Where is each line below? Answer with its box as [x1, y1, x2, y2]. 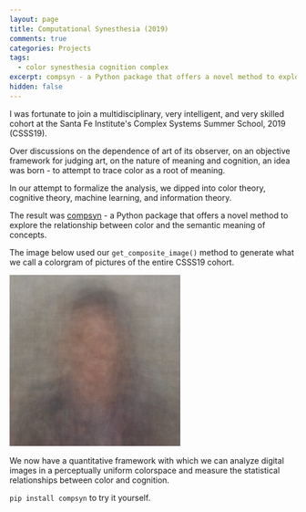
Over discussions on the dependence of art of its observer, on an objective [9, 145, 291, 156]
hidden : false [9, 82, 64, 91]
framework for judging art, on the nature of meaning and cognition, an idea [9, 155, 291, 166]
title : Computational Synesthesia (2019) [9, 24, 169, 34]
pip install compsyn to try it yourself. [9, 492, 151, 503]
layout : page [9, 15, 59, 24]
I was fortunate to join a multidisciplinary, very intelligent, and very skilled [9, 108, 285, 119]
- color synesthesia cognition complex [17, 63, 169, 72]
